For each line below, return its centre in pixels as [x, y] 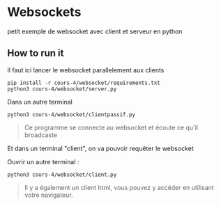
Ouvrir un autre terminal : [43, 161]
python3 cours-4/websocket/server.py [62, 89]
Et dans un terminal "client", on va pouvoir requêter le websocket [100, 148]
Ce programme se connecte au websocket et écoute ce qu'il [111, 127]
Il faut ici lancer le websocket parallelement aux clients [86, 70]
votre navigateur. [48, 195]
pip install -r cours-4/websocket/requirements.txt [84, 83]
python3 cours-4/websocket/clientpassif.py [71, 114]
